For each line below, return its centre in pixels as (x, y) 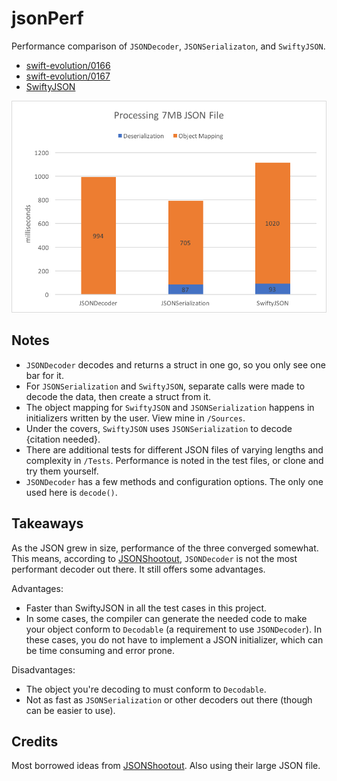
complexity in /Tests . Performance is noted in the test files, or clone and (174, 460)
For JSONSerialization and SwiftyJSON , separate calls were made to (165, 386)
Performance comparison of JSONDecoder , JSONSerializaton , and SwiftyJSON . (168, 46)
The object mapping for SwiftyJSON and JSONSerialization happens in (170, 407)
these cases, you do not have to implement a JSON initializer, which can (174, 639)
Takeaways (47, 523)
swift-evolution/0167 (68, 76)
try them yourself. (62, 471)
